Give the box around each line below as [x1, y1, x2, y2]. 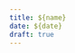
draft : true [9, 30, 54, 39]
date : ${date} [9, 22, 63, 31]
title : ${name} [9, 13, 67, 22]
